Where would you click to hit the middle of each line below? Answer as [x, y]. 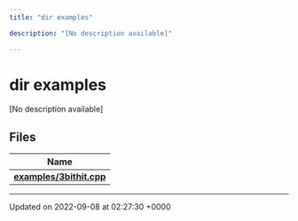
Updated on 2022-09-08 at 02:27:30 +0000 [90, 207]
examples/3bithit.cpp [60, 177]
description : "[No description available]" [91, 33]
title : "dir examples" [51, 17]
